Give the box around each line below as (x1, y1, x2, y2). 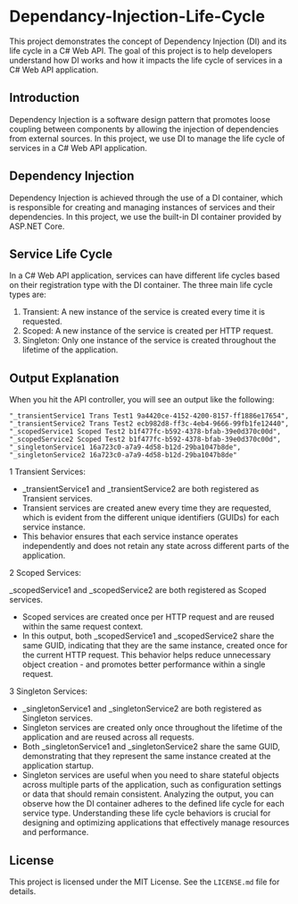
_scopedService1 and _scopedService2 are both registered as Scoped (9, 585, 267, 596)
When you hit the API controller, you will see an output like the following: (9, 394, 275, 405)
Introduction (9, 90, 80, 106)
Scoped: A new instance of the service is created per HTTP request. (21, 325, 274, 336)
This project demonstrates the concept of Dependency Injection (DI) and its (9, 36, 287, 46)
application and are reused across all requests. (21, 731, 195, 743)
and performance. (21, 827, 89, 838)
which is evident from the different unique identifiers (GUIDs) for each (21, 512, 279, 523)
